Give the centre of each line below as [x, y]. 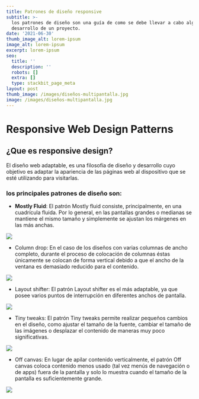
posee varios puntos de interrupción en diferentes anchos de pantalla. [100, 295]
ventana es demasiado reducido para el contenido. [77, 266]
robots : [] [25, 72]
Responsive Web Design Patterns [90, 129]
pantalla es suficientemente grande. [58, 378]
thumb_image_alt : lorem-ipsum [44, 39]
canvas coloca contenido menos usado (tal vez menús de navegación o [102, 366]
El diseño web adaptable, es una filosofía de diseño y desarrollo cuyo [91, 165]
